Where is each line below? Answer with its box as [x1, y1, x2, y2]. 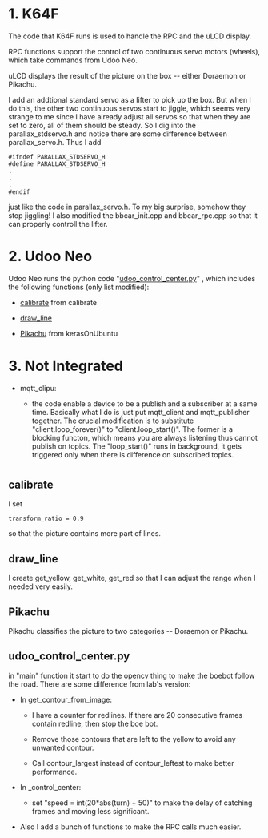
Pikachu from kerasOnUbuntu [19, 328, 118, 338]
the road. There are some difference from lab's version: [8, 679, 191, 689]
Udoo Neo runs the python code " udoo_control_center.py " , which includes [8, 273, 256, 283]
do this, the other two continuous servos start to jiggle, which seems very [8, 103, 250, 113]
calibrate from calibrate [19, 297, 98, 307]
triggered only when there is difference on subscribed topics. [31, 449, 234, 459]
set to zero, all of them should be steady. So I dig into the [8, 120, 196, 130]
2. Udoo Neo [8, 248, 93, 265]
